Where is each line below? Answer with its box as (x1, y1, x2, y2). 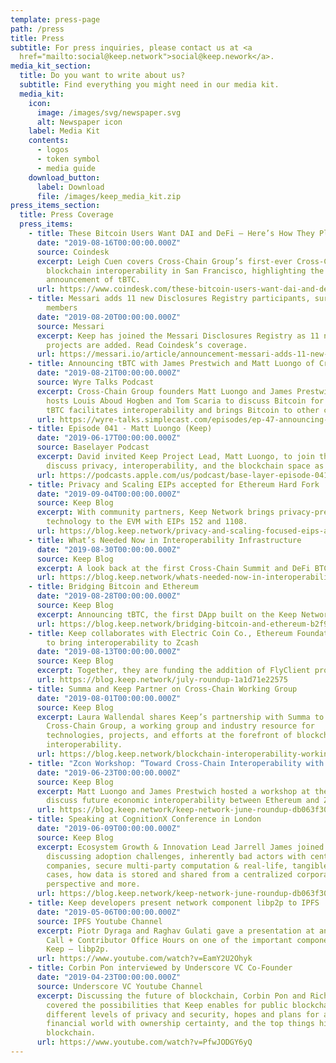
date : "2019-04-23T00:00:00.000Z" (36, 972, 182, 982)
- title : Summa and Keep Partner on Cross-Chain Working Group (28, 684, 298, 694)
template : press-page (10, 14, 101, 25)
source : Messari (36, 321, 105, 331)
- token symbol (36, 154, 101, 164)
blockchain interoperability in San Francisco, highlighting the (46, 266, 325, 276)
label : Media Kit (28, 126, 101, 136)
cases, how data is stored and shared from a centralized (46, 870, 293, 880)
